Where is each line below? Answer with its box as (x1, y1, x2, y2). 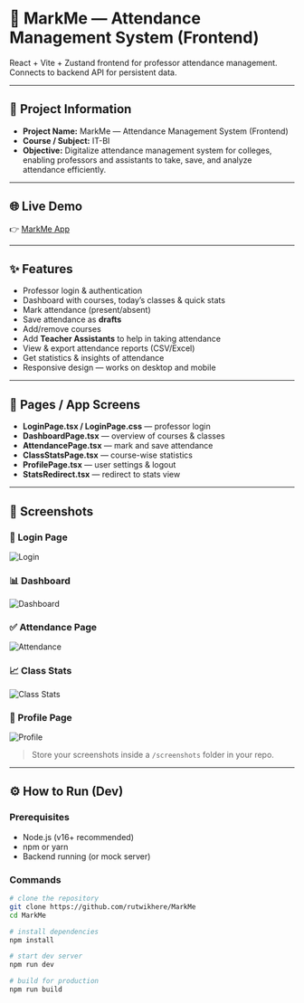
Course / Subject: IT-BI (22, 135, 110, 146)
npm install (9, 935, 54, 944)
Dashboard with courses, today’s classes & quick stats (22, 295, 226, 306)
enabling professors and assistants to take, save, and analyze (22, 154, 252, 166)
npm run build (9, 985, 63, 994)
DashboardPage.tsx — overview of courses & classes (22, 431, 226, 441)
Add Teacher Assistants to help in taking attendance (22, 334, 222, 345)
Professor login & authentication (22, 285, 143, 297)
